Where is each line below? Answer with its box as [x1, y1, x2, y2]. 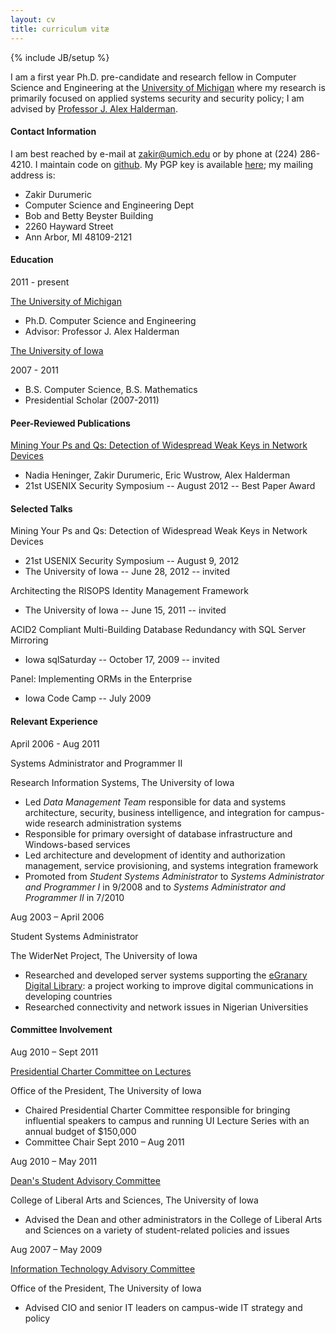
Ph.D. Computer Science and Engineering [24, 314, 197, 326]
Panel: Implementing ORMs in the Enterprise [10, 673, 193, 685]
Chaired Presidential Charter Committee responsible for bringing [24, 1104, 291, 1116]
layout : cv [10, 14, 56, 25]
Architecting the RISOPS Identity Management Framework [10, 585, 249, 597]
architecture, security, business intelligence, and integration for [24, 806, 286, 818]
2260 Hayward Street [24, 220, 114, 232]
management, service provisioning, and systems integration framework [24, 859, 319, 871]
